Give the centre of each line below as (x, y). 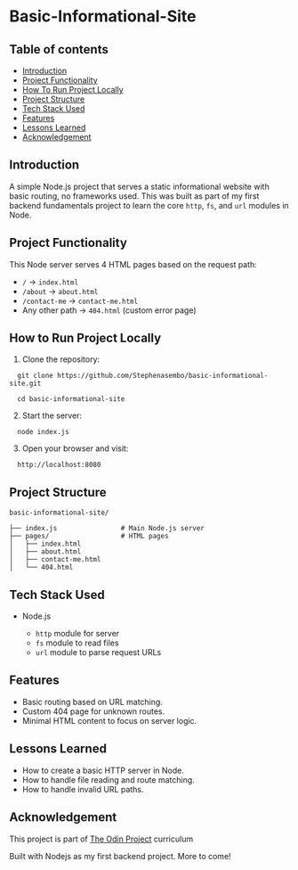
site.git (25, 384)
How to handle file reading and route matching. (109, 780)
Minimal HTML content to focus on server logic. (109, 720)
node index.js (43, 432)
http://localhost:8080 (59, 465)
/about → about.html (60, 291)
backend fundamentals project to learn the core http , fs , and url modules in (149, 205)
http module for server (77, 634)
